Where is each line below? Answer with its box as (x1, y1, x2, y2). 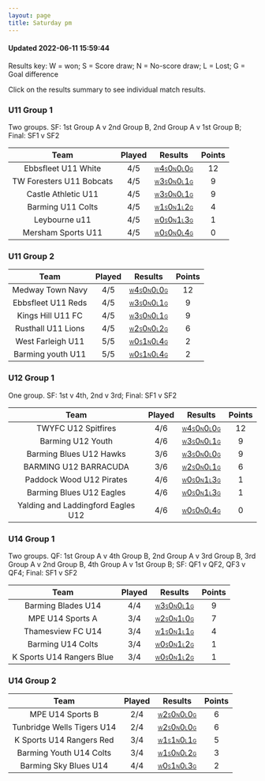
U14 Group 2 (8, 675, 57, 686)
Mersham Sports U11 (22, 227, 103, 238)
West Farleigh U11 (15, 336, 85, 347)
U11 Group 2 (8, 251, 55, 262)
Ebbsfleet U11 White (24, 163, 102, 174)
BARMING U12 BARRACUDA (23, 461, 129, 472)
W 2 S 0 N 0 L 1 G (181, 461, 221, 472)
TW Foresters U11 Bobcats (12, 175, 114, 187)
